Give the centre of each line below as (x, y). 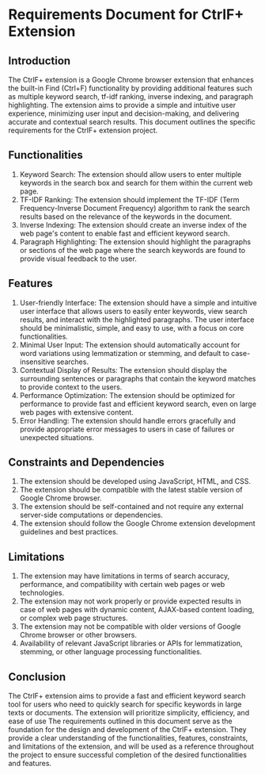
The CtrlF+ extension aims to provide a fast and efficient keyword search (127, 696)
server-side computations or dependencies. (91, 515)
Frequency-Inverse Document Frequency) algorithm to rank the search (135, 208)
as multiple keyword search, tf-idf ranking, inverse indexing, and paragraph (131, 96)
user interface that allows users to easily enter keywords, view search (133, 311)
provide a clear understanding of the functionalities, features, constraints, (128, 738)
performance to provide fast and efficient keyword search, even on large (138, 404)
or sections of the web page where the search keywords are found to (132, 250)
